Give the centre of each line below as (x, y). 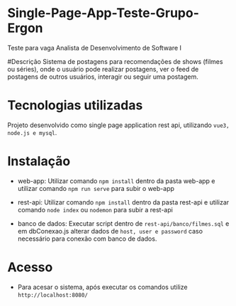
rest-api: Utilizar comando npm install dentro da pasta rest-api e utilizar (123, 202)
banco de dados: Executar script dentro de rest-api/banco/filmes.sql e (123, 223)
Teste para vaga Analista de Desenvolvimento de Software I (95, 48)
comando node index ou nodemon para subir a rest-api (95, 209)
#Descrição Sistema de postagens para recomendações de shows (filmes (115, 61)
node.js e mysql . (32, 132)
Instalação (39, 162)
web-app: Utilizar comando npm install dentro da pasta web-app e (116, 181)
